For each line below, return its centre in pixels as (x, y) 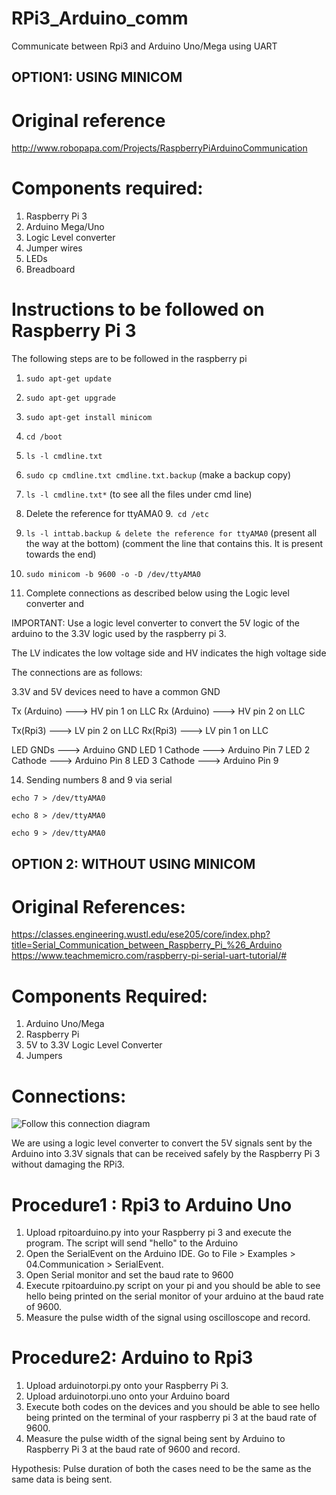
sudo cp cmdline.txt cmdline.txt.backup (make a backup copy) (158, 475)
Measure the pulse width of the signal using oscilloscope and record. (168, 1318)
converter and (55, 604)
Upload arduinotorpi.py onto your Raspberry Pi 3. (127, 1386)
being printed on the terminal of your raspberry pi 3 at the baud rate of (171, 1418)
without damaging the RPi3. (68, 1164)
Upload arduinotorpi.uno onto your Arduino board (128, 1396)
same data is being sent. (62, 1479)
